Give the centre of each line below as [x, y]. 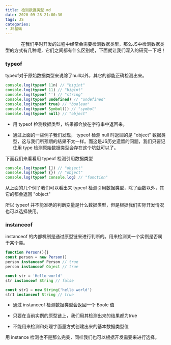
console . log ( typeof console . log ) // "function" [57, 178]
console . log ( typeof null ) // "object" [46, 113]
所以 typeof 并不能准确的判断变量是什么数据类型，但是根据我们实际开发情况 [85, 205]
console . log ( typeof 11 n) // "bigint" [45, 85]
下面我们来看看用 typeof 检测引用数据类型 [49, 158]
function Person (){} [27, 252]
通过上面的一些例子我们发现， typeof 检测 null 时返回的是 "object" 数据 [87, 135]
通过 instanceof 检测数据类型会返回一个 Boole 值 [63, 305]
